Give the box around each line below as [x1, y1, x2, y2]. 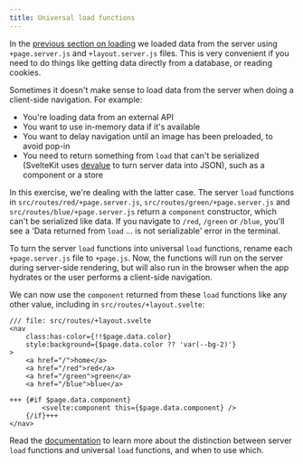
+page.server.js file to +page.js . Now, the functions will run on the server [9, 252, 284, 263]
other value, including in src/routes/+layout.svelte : [9, 298, 205, 309]
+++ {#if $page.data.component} [9, 395, 131, 404]
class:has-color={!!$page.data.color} [25, 332, 172, 341]
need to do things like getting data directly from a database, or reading [9, 57, 273, 68]
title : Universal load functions [9, 13, 136, 23]
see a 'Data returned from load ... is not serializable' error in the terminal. [9, 225, 280, 236]
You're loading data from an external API [22, 111, 175, 122]
